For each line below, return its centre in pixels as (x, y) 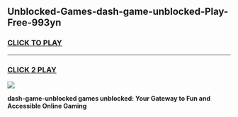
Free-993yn (34, 23)
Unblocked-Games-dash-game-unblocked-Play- (118, 12)
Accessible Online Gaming (47, 106)
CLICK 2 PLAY (32, 69)
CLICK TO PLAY (35, 43)
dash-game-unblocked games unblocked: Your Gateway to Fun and (109, 98)
